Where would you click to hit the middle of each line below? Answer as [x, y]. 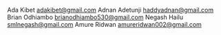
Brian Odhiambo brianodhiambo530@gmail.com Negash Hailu [95, 17]
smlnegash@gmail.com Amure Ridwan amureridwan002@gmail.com [104, 24]
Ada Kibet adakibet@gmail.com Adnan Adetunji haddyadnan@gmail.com [110, 10]
